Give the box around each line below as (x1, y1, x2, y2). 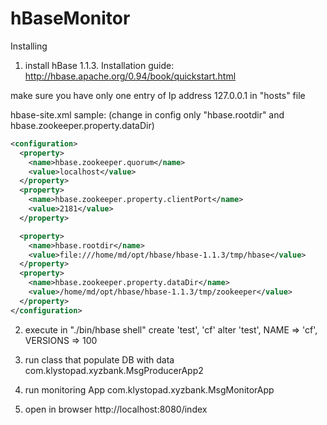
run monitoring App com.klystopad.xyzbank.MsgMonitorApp (24, 383, 275, 396)
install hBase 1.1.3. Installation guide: (24, 59, 175, 71)
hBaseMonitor (10, 7, 131, 30)
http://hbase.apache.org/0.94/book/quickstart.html (24, 70, 237, 82)
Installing (10, 40, 48, 52)
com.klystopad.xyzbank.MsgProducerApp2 (24, 364, 204, 376)
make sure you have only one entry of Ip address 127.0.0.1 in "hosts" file (10, 89, 306, 101)
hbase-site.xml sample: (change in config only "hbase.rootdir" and (10, 108, 285, 121)
